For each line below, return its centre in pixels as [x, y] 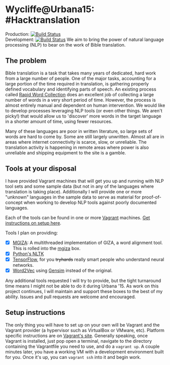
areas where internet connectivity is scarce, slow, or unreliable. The [76, 142]
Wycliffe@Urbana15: [50, 9]
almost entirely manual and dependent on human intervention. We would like [85, 105]
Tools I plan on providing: [32, 233]
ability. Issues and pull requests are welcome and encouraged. [71, 297]
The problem [26, 61]
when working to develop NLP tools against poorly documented [90, 202]
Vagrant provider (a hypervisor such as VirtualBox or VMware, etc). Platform [85, 330]
